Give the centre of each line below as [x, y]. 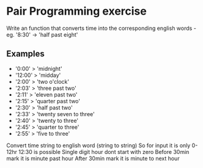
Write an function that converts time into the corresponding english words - [102, 28]
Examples [25, 54]
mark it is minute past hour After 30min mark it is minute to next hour [93, 158]
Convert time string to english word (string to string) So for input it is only [98, 145]
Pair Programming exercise [76, 11]
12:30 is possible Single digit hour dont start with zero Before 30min [104, 152]
